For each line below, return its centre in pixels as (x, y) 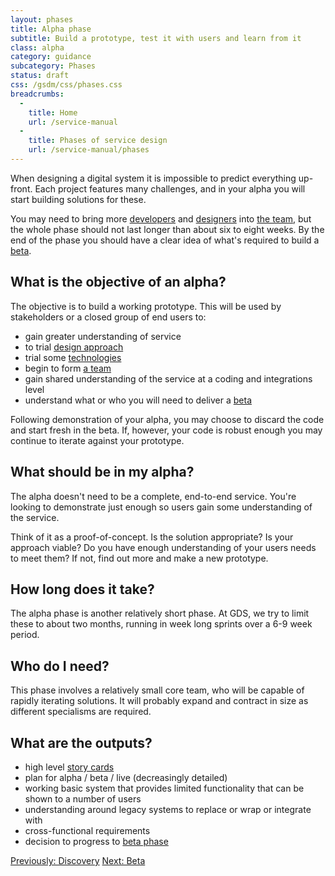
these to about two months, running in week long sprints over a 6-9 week (161, 624)
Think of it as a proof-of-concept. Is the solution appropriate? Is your (152, 537)
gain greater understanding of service (103, 336)
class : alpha (37, 47)
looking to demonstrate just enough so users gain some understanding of (161, 507)
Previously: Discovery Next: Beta (78, 860)
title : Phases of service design (98, 141)
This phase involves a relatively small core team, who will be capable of (157, 690)
